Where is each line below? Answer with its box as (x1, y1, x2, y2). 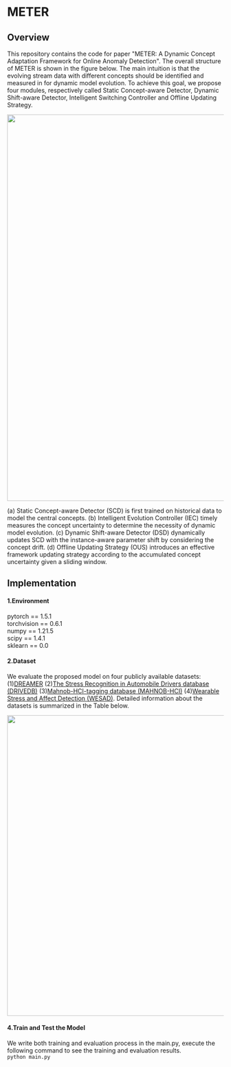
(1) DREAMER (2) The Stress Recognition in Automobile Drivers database (7, 679, 210, 688)
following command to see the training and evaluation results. (7, 1046, 181, 1055)
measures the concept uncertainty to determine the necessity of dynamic (7, 521, 216, 529)
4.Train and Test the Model (7, 1024, 86, 1032)
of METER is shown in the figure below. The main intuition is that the (7, 65, 200, 72)
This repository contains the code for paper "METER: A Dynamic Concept (7, 49, 215, 58)
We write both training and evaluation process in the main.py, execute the (7, 1039, 215, 1047)
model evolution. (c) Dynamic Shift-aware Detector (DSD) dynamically (7, 528, 206, 537)
